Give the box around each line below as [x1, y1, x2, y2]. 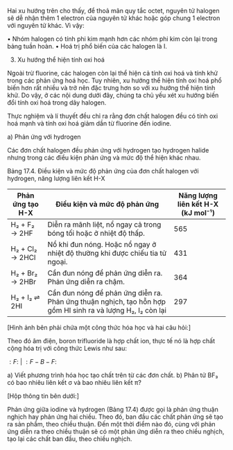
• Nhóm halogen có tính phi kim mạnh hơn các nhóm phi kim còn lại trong [7, 35, 218, 43]
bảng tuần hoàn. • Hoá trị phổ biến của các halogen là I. [7, 42, 168, 50]
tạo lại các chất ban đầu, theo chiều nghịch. [7, 435, 132, 443]
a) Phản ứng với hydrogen [7, 132, 81, 141]
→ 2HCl [10, 253, 36, 262]
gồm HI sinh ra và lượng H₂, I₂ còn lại [47, 306, 166, 315]
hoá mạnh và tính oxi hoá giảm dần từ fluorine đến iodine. [7, 119, 172, 128]
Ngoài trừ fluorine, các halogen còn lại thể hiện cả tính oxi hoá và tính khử [7, 69, 218, 77]
